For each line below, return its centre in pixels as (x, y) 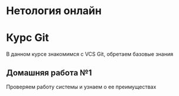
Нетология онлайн (54, 11)
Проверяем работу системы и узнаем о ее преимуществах (81, 87)
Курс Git (27, 38)
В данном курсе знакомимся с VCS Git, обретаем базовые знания (89, 54)
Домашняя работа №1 (49, 73)
